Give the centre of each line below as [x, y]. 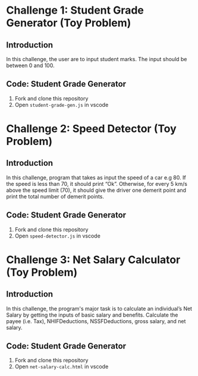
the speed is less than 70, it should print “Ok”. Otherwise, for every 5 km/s [97, 184]
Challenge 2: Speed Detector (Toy [91, 129]
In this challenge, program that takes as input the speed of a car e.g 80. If [96, 177]
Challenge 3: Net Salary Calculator [93, 260]
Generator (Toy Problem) [69, 23]
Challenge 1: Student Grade [75, 10]
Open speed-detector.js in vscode [58, 236]
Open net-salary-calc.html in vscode [62, 366]
